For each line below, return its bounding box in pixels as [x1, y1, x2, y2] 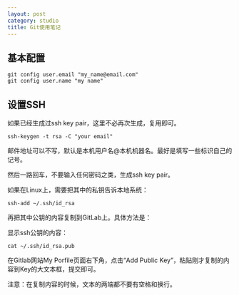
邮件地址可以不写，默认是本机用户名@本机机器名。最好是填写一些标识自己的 [7, 147, 233, 155]
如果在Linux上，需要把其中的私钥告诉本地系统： [7, 186, 148, 194]
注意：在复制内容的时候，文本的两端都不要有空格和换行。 [7, 280, 176, 289]
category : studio [7, 17, 59, 24]
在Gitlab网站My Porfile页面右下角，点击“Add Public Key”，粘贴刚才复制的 [7, 256, 223, 264]
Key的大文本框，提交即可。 [19, 265, 100, 273]
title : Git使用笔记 [7, 24, 61, 31]
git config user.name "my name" [7, 78, 103, 85]
